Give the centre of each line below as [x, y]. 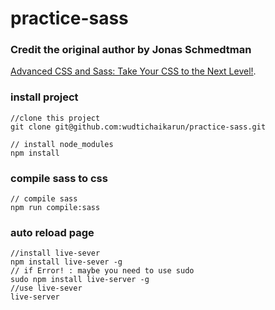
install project [44, 97]
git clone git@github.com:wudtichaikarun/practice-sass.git [138, 127]
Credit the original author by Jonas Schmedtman [131, 50]
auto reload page [52, 232]
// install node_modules [62, 144]
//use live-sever [46, 288]
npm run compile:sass [55, 208]
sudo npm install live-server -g [80, 280]
